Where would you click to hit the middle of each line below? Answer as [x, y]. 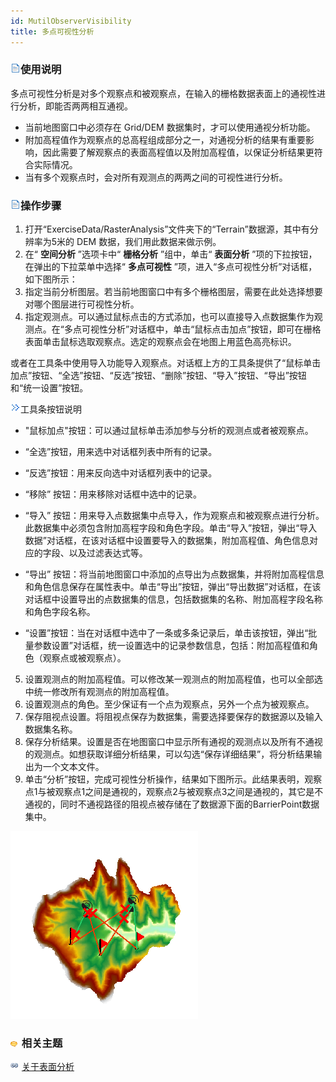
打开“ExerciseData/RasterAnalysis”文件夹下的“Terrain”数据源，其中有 [167, 229]
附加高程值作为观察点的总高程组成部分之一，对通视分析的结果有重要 [165, 139]
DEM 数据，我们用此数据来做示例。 [149, 242]
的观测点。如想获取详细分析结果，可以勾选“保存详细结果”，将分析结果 [169, 754]
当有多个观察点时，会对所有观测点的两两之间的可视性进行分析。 [156, 177]
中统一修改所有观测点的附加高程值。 [99, 692]
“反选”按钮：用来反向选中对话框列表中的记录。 [121, 473]
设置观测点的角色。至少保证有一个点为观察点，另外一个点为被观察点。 [169, 704]
